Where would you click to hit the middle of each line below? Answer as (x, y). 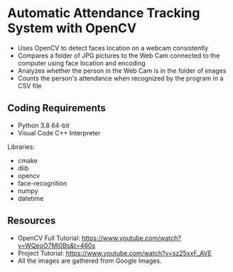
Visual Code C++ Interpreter (59, 132)
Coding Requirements (57, 108)
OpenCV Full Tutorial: (49, 238)
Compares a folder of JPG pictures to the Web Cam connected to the (119, 56)
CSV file (29, 85)
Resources (32, 221)
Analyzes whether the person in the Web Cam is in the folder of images (122, 70)
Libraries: (21, 147)
